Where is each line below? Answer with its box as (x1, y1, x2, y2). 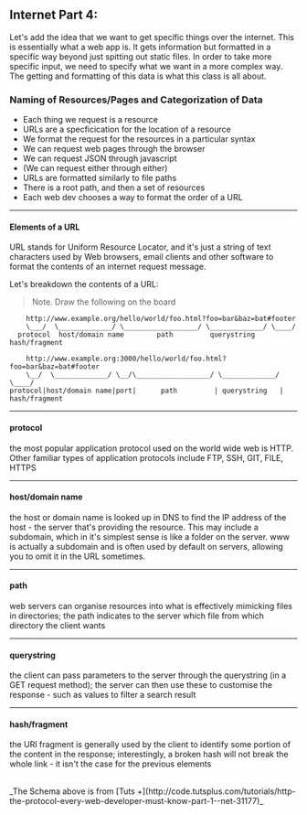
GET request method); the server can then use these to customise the (9, 680, 272, 691)
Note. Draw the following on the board (31, 296, 176, 307)
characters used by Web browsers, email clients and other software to (9, 252, 274, 263)
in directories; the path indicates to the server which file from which (9, 610, 265, 621)
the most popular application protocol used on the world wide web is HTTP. (9, 443, 294, 454)
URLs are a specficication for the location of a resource (22, 123, 231, 135)
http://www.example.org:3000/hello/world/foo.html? (26, 354, 227, 364)
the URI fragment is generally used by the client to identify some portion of (9, 739, 291, 750)
